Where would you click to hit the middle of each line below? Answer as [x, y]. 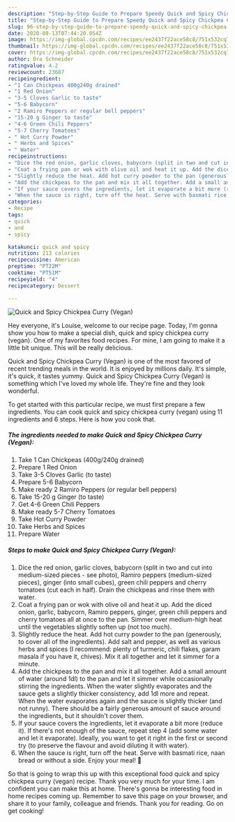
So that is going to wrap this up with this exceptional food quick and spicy [114, 774]
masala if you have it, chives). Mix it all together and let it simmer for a [118, 657]
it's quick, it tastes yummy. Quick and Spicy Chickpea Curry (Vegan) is [109, 376]
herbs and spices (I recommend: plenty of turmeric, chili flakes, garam [119, 649]
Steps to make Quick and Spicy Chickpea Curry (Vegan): [92, 550]
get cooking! [26, 811]
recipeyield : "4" [33, 279]
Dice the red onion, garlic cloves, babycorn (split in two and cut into [115, 568]
